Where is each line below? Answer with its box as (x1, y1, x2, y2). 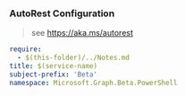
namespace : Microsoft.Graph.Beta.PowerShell (9, 78, 178, 87)
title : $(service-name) (9, 62, 98, 71)
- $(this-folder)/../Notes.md (17, 53, 130, 63)
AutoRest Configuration (9, 7, 115, 20)
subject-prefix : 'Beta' (9, 70, 98, 79)
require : (9, 45, 42, 54)
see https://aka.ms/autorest (30, 28, 134, 39)
